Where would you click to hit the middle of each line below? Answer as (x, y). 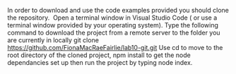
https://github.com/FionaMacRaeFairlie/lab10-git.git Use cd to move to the (115, 48)
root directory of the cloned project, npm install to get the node (99, 55)
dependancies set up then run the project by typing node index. (100, 62)
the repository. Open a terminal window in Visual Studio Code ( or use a (112, 18)
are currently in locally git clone (53, 40)
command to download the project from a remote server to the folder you (114, 32)
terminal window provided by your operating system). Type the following (113, 25)
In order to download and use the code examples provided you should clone (118, 10)
